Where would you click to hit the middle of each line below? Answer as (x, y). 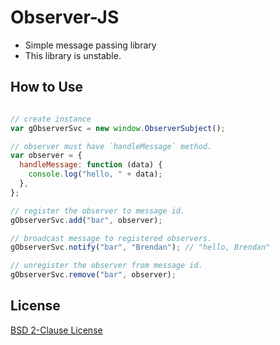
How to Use (47, 87)
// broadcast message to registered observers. (111, 238)
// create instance (51, 119)
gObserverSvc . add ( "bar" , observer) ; (86, 220)
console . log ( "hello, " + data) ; (95, 174)
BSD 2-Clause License (56, 330)
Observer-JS (65, 17)
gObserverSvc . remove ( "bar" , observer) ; (93, 275)
